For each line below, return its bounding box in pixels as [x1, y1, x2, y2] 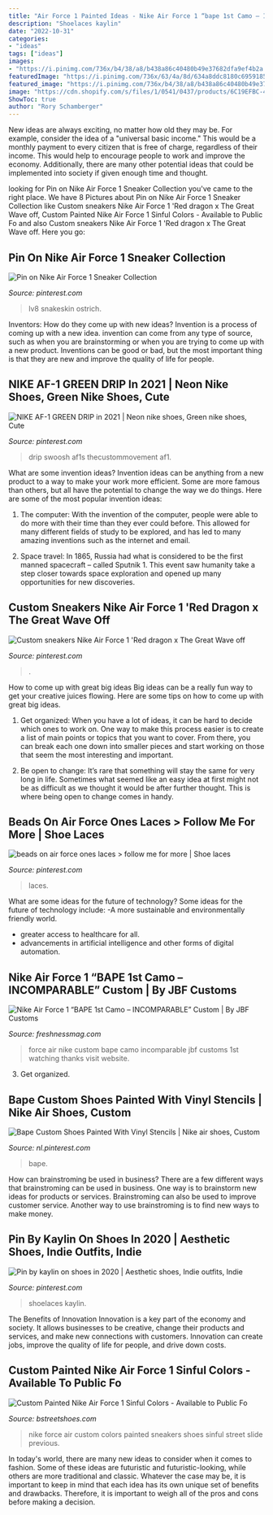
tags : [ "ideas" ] [8, 50, 63, 58]
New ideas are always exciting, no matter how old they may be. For [8, 125, 233, 135]
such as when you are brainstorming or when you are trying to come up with [8, 337, 264, 346]
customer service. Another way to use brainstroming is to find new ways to [8, 1200, 260, 1210]
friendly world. [8, 914, 58, 924]
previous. [28, 1438, 60, 1448]
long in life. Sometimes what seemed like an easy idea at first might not [19, 774, 259, 784]
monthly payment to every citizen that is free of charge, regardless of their [8, 142, 258, 152]
